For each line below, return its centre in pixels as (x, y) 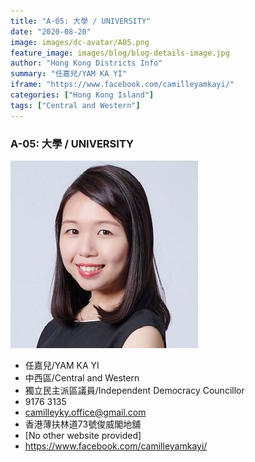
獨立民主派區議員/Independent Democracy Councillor (134, 390)
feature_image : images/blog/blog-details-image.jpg (120, 53)
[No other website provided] (83, 435)
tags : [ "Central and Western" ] (75, 105)
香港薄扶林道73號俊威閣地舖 (83, 424)
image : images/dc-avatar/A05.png (80, 42)
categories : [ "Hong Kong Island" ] (82, 95)
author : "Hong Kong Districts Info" (86, 63)
